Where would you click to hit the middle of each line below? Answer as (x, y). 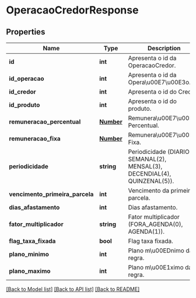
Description (164, 48)
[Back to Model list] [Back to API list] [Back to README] (73, 289)
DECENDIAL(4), (150, 174)
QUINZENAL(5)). (151, 181)
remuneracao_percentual (45, 122)
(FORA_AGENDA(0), (155, 224)
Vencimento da (149, 191)
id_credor (22, 92)
